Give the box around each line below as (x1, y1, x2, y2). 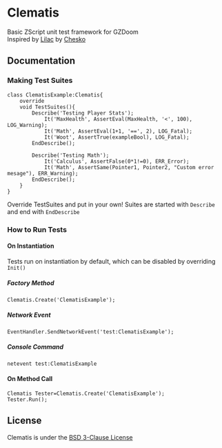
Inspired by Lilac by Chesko (7, 35, 86, 43)
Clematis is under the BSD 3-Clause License (7, 433, 133, 441)
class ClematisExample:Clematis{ (7, 91, 103, 98)
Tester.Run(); (7, 396, 48, 403)
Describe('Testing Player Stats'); (32, 109, 134, 117)
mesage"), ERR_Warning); (7, 170, 79, 177)
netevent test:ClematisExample (7, 360, 97, 367)
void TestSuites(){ (19, 104, 76, 110)
